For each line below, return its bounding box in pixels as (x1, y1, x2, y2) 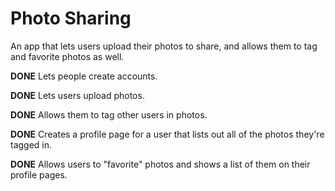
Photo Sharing (10, 7, 132, 30)
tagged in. (10, 138, 53, 151)
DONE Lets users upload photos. (10, 89, 145, 101)
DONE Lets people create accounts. (10, 70, 158, 82)
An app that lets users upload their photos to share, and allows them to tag (10, 40, 318, 52)
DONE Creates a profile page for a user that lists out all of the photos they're (10, 128, 325, 140)
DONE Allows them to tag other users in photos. (10, 108, 208, 121)
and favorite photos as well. (10, 50, 125, 62)
